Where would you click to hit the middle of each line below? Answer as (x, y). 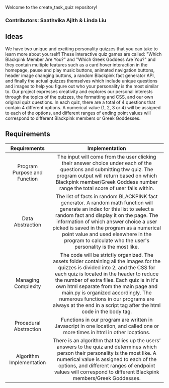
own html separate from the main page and (107, 286)
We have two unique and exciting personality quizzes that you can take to (81, 49)
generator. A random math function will (107, 202)
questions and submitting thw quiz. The (107, 169)
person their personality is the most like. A (107, 353)
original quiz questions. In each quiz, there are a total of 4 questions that (80, 102)
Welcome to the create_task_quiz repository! (51, 7)
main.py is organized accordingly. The (107, 292)
